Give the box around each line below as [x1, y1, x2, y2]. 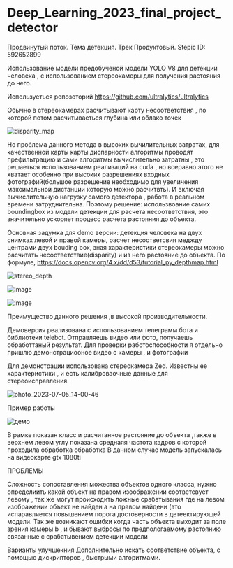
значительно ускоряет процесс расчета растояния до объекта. [7, 215, 197, 223]
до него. [7, 78, 32, 87]
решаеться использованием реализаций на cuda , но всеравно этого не [7, 162, 223, 171]
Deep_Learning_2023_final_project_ [7, 5, 222, 21]
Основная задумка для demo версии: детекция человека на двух [7, 228, 202, 236]
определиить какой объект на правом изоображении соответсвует [7, 488, 209, 496]
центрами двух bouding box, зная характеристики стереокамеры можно [7, 243, 225, 251]
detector [7, 20, 59, 36]
